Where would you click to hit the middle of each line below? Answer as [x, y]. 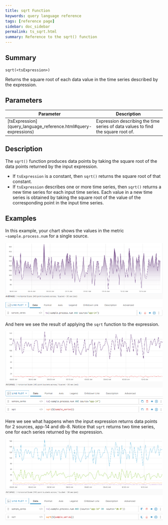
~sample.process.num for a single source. [47, 236]
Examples [21, 219]
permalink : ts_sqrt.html [31, 32]
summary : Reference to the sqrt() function [51, 37]
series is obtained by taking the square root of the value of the [76, 197]
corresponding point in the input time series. [58, 202]
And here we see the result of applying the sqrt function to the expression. [82, 324]
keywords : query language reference [43, 16]
